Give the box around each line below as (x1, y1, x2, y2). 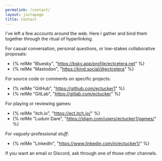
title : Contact (5, 17, 37, 22)
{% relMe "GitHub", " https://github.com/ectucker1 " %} (12, 86, 125, 92)
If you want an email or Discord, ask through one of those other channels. (5, 150, 157, 156)
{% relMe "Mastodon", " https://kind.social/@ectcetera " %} (12, 66, 134, 72)
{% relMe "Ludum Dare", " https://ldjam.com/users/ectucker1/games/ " (12, 116, 157, 122)
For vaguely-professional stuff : (5, 131, 69, 137)
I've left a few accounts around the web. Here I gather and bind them (5, 31, 147, 37)
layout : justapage (5, 12, 44, 17)
